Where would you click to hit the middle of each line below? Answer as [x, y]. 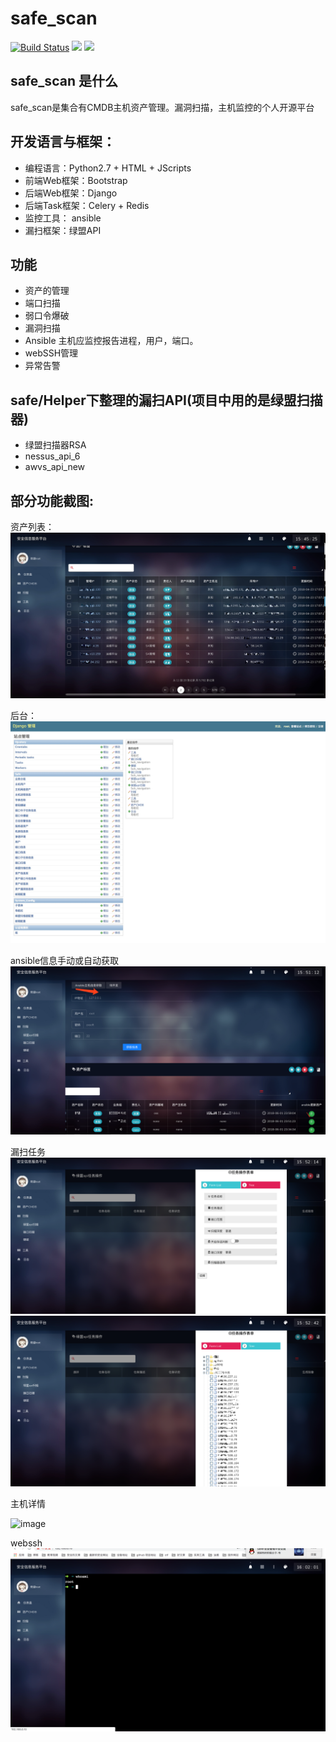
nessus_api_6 [52, 456]
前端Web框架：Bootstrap [76, 180]
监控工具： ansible [63, 218]
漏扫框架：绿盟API [63, 230]
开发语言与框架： [63, 142]
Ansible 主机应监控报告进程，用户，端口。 [111, 341]
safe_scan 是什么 [64, 81]
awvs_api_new [55, 467]
